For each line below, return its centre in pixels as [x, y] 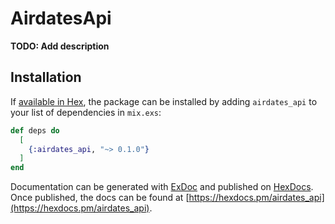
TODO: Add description [60, 46]
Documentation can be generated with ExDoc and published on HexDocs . [162, 187]
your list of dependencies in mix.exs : [86, 112]
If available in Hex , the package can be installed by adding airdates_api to [164, 101]
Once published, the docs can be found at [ [100, 198]
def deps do [35, 130]
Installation [46, 77]
